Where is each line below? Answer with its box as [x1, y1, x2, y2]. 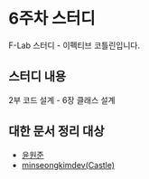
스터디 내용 [8, 69, 67, 84]
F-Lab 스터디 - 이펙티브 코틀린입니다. [8, 40, 141, 51]
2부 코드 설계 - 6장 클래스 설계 [8, 94, 116, 105]
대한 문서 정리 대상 [8, 124, 105, 139]
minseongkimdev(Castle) [21, 159, 115, 170]
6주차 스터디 [8, 8, 96, 29]
